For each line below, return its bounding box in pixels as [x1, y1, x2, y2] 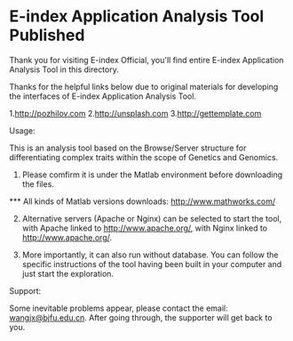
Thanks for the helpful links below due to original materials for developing [9, 81, 279, 92]
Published [9, 25, 85, 45]
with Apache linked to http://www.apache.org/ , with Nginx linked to [21, 223, 268, 233]
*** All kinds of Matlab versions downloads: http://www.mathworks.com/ [9, 196, 276, 207]
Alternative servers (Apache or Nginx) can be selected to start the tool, [21, 213, 282, 223]
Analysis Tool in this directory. [9, 64, 120, 75]
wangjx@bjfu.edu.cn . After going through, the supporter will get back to [9, 312, 273, 322]
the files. [21, 178, 55, 189]
